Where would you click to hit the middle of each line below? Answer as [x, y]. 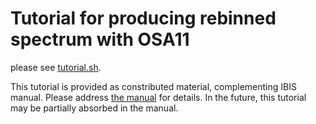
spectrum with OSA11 [100, 39]
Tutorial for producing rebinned [143, 18]
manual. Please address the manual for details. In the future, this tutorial [158, 97]
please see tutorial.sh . [56, 67]
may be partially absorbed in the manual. [94, 108]
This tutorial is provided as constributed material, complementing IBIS [153, 86]
